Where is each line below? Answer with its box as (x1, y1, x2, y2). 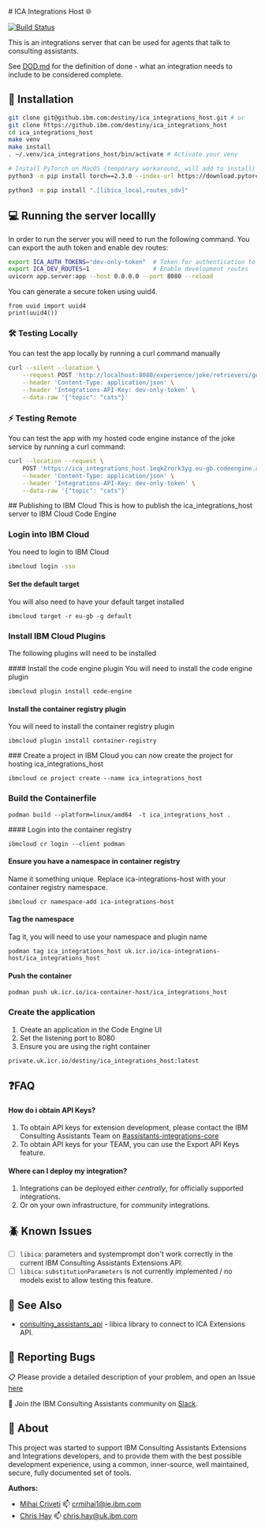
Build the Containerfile (8, 793, 97, 804)
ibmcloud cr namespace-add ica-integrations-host (8, 897, 175, 906)
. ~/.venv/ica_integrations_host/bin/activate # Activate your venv (8, 150, 238, 159)
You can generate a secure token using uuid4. (8, 287, 158, 296)
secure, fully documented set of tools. (8, 1468, 132, 1477)
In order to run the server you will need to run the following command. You (8, 234, 250, 243)
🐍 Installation (8, 92, 74, 106)
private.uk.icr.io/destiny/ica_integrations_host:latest (8, 1057, 200, 1065)
